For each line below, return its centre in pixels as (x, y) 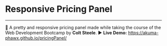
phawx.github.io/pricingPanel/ (36, 38)
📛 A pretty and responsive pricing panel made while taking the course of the (83, 27)
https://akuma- (143, 33)
